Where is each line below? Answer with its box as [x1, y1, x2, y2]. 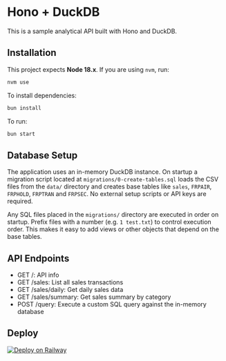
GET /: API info [17, 271, 59, 279]
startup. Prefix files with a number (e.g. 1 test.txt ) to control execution [7, 218, 212, 226]
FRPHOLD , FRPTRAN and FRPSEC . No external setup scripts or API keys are [7, 190, 207, 198]
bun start [7, 130, 36, 137]
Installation [7, 47, 57, 59]
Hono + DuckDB [7, 4, 100, 20]
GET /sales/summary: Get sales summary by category [17, 293, 171, 301]
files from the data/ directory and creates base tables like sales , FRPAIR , [7, 182, 212, 191]
